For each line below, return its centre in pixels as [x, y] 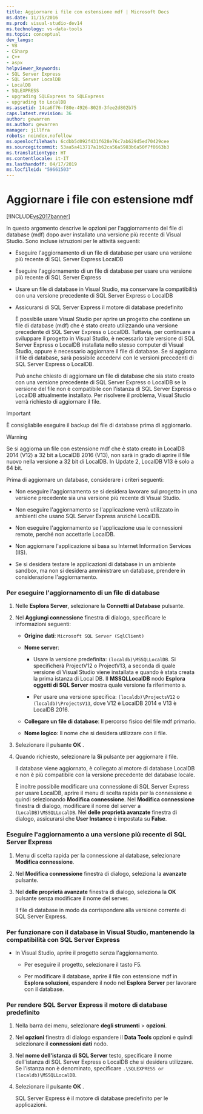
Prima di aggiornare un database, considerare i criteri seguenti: [85, 480]
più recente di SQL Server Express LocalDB [69, 259]
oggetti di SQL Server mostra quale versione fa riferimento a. [110, 685]
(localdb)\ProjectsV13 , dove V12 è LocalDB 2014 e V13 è [105, 703]
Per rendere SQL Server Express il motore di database [87, 1005]
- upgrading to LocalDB [36, 102]
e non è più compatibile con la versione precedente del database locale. [105, 775]
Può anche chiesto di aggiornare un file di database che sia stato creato [105, 376]
